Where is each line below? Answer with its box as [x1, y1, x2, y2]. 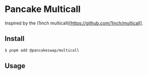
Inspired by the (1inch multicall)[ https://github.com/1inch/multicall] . [5, 20, 143, 26]
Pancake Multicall [5, 3, 81, 15]
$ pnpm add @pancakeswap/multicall [5, 47, 80, 53]
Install [5, 34, 25, 43]
